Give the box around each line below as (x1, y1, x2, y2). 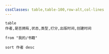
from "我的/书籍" (5, 35, 38, 40)
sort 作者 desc (5, 45, 35, 50)
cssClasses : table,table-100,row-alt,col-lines (5, 7, 105, 12)
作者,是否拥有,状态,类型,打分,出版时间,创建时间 (5, 26, 92, 31)
